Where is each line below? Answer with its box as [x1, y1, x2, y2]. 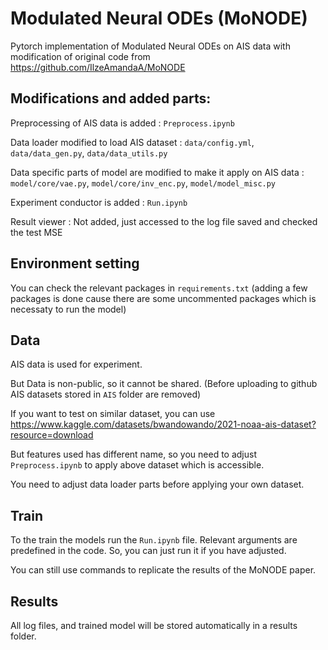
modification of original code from [10, 50, 151, 62]
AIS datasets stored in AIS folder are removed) [10, 388, 202, 401]
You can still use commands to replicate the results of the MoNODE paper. [10, 564, 317, 576]
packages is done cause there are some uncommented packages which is [10, 292, 317, 304]
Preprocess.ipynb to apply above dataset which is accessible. [10, 459, 265, 471]
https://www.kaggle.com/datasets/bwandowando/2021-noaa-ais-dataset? [10, 418, 317, 431]
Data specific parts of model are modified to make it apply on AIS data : [10, 166, 305, 178]
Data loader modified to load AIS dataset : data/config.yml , [10, 136, 255, 148]
